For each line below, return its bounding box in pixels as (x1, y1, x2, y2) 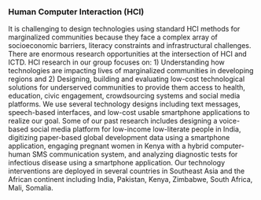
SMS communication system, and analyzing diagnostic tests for (31, 150, 238, 159)
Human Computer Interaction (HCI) (8, 6, 145, 17)
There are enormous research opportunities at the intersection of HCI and (8, 50, 248, 59)
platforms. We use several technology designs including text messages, (8, 99, 241, 109)
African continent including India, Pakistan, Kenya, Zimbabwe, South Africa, (8, 175, 253, 184)
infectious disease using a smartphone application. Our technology (8, 158, 226, 168)
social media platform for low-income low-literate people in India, (30, 124, 241, 134)
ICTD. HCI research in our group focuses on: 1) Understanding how (8, 57, 226, 67)
